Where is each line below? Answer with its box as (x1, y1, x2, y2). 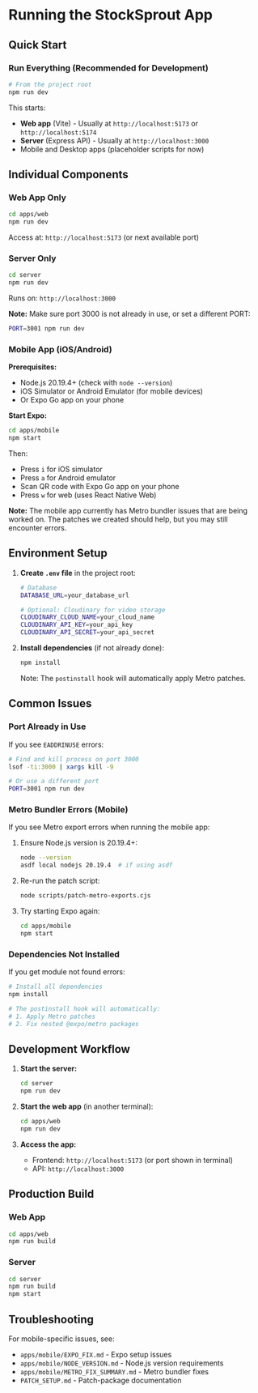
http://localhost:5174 (19, 128, 97, 137)
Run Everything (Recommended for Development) (8, 62, 209, 74)
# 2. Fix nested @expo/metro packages (8, 1020, 139, 1028)
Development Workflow (8, 1042, 131, 1056)
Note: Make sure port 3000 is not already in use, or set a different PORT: (8, 309, 251, 319)
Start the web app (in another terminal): (19, 1101, 154, 1111)
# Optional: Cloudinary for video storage (19, 606, 166, 614)
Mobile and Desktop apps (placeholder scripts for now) (19, 144, 205, 154)
